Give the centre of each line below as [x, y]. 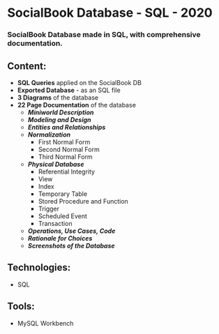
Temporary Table [63, 194]
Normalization [49, 135]
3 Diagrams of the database [58, 97]
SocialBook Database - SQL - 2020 [110, 13]
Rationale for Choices [60, 238]
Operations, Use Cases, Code [71, 231]
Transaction [55, 223]
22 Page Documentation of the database [76, 105]
